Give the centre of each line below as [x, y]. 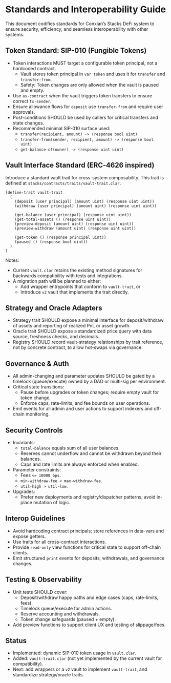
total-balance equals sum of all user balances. [70, 448]
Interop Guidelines [35, 519]
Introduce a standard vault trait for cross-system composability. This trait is [85, 177]
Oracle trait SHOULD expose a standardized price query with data [82, 331]
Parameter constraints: [37, 470]
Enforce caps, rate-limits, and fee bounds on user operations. [85, 403]
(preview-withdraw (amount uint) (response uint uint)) [76, 228]
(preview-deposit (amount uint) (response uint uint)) [74, 224]
